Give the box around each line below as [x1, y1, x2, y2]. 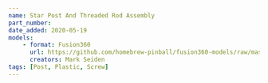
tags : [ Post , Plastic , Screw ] [8, 63, 109, 71]
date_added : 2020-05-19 [8, 26, 88, 34]
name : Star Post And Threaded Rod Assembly [8, 11, 156, 20]
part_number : [8, 19, 52, 27]
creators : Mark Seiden [29, 56, 105, 64]
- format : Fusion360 [22, 41, 91, 49]
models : [8, 33, 34, 42]
